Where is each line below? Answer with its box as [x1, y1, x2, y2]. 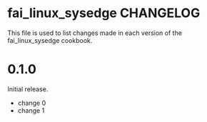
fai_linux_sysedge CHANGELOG [7, 5, 201, 21]
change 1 [17, 106, 45, 115]
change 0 [17, 98, 46, 107]
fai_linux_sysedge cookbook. [7, 36, 93, 44]
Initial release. [7, 84, 49, 93]
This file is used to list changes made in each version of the [7, 29, 182, 37]
